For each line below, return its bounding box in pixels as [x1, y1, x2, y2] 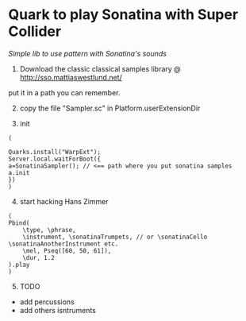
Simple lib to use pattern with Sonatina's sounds [8, 48, 167, 58]
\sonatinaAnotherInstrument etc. [8, 240, 119, 248]
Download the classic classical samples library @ [19, 64, 181, 73]
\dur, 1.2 [22, 253, 56, 261]
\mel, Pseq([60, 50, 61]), [22, 246, 112, 255]
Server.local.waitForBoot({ [8, 155, 102, 163]
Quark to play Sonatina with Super [8, 6, 239, 24]
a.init [8, 168, 30, 176]
